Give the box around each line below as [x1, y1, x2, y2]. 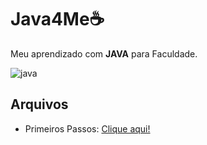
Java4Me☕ [10, 8, 105, 31]
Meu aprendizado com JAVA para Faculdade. [10, 47, 198, 60]
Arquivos [10, 96, 69, 113]
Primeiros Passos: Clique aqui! [24, 122, 151, 135]
